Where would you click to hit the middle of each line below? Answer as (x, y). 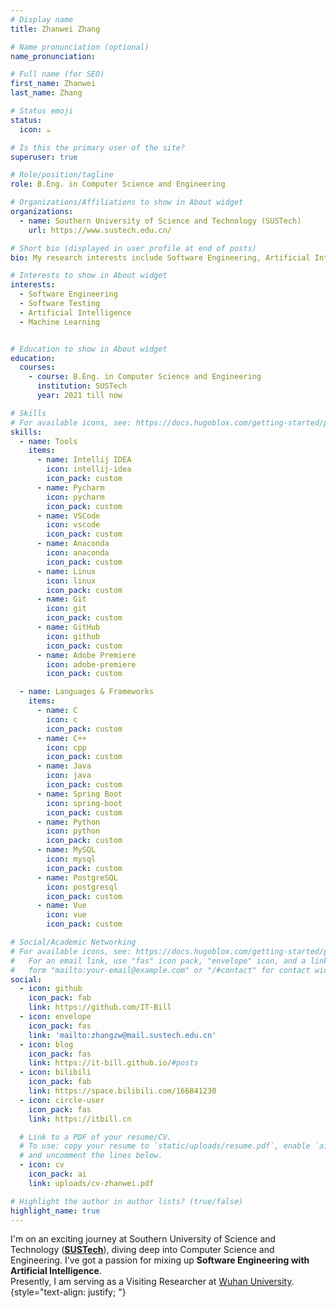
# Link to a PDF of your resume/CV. (95, 1137)
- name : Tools (48, 441)
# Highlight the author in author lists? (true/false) (127, 1201)
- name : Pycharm (70, 487)
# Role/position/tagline (62, 175)
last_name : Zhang (46, 93)
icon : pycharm (75, 497)
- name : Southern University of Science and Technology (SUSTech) (160, 221)
